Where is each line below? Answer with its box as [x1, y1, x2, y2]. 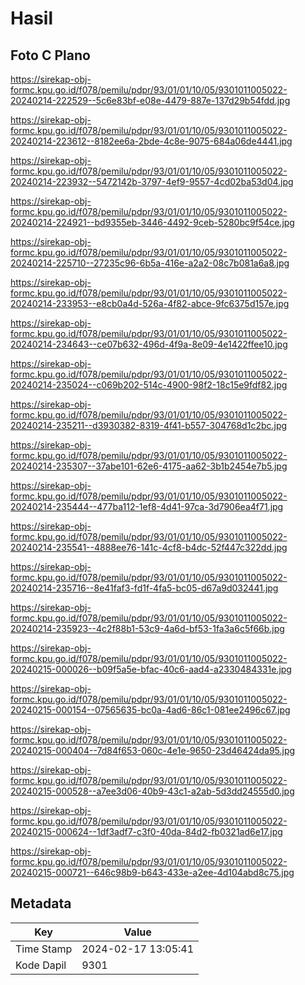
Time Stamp [15, 942, 73, 956]
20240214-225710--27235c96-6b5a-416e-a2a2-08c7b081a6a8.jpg [10, 257, 290, 269]
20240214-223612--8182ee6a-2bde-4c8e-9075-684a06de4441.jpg [10, 135, 293, 147]
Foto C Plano [10, 47, 91, 64]
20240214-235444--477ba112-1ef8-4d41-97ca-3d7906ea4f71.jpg [10, 501, 284, 512]
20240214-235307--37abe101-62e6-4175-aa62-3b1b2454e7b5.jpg [10, 460, 288, 472]
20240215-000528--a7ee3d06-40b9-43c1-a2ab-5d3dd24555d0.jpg [10, 785, 295, 797]
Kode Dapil [15, 958, 67, 972]
